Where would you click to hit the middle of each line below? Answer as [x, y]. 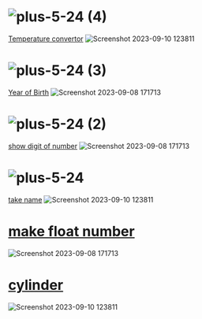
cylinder [36, 285]
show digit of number [43, 146]
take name [25, 199]
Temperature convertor [46, 39]
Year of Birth [29, 92]
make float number [72, 231]
